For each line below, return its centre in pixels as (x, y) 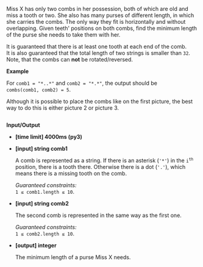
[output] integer (36, 245)
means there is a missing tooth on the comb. (71, 173)
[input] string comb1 (41, 148)
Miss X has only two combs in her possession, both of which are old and (98, 9)
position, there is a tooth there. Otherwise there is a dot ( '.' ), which (100, 167)
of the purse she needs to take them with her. (63, 35)
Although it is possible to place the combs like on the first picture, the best (100, 101)
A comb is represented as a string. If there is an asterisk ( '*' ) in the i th (104, 160)
